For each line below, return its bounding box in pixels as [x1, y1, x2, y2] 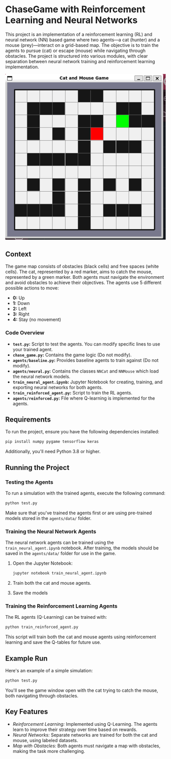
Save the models [12, 590, 48, 596]
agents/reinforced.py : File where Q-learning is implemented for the [12, 395, 155, 401]
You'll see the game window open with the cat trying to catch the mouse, [5, 687, 159, 693]
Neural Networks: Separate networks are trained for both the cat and [12, 731, 158, 738]
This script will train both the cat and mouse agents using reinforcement [5, 634, 156, 640]
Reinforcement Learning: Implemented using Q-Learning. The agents [12, 721, 158, 727]
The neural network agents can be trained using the [5, 539, 114, 546]
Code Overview [5, 329, 45, 336]
